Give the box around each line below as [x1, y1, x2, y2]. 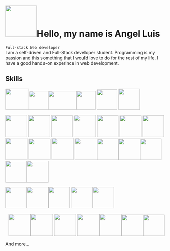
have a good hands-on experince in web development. [5, 60, 119, 66]
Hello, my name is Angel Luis [37, 28, 160, 40]
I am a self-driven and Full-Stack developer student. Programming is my [5, 49, 155, 55]
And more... [5, 241, 30, 247]
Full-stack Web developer [5, 45, 60, 50]
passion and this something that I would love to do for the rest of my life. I [5, 55, 158, 61]
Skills [5, 75, 23, 83]
